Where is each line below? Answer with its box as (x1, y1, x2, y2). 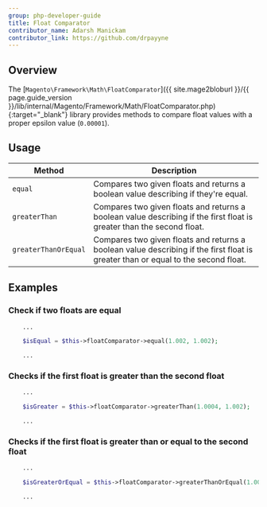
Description (151, 165, 197, 176)
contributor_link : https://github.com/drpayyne (8, 33, 169, 42)
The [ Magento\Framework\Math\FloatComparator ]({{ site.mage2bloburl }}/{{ (8, 84, 250, 94)
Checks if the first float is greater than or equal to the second (8, 436, 249, 447)
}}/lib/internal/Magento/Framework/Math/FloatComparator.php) (8, 101, 216, 111)
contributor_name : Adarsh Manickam (8, 26, 126, 34)
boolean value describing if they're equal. (93, 188, 248, 199)
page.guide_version (8, 93, 73, 103)
